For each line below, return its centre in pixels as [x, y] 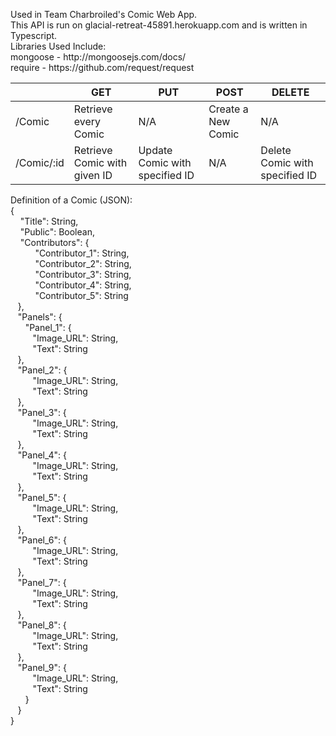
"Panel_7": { [42, 582]
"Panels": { [40, 317]
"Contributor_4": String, [83, 285]
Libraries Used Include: [58, 46]
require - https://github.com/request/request [102, 67]
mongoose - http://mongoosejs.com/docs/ [98, 57]
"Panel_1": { [48, 327]
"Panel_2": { [42, 370]
